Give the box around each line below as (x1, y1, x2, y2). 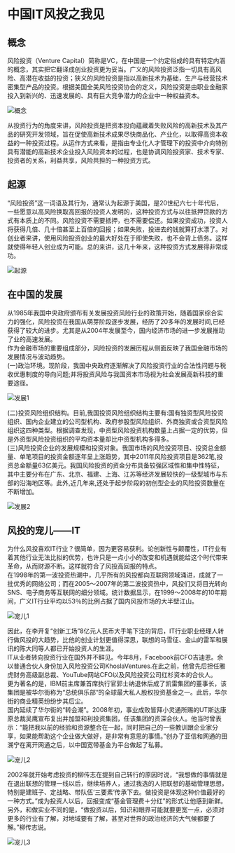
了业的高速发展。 (7, 334, 57, 343)
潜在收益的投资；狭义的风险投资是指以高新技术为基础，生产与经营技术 (25, 74, 228, 82)
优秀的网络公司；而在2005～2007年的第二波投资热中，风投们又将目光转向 (13, 580, 227, 588)
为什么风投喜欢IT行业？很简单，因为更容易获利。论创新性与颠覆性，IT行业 (7, 545, 221, 553)
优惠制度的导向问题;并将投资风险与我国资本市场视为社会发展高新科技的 (13, 369, 218, 378)
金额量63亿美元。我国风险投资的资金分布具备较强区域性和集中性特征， (19, 460, 224, 470)
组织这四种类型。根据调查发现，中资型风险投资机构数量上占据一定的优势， (7, 425, 222, 435)
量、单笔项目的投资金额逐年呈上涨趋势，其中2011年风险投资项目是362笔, (7, 452, 217, 460)
